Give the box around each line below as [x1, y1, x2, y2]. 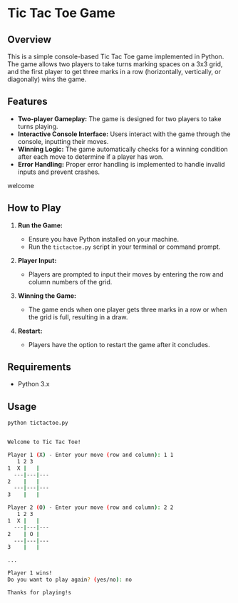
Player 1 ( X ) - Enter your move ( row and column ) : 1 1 [7, 451, 174, 458]
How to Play [7, 202, 62, 215]
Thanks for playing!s [7, 589, 72, 596]
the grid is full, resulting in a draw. [28, 312, 128, 321]
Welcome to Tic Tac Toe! [7, 438, 81, 446]
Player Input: [17, 256, 57, 264]
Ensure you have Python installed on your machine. [28, 234, 180, 243]
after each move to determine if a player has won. [17, 152, 164, 161]
